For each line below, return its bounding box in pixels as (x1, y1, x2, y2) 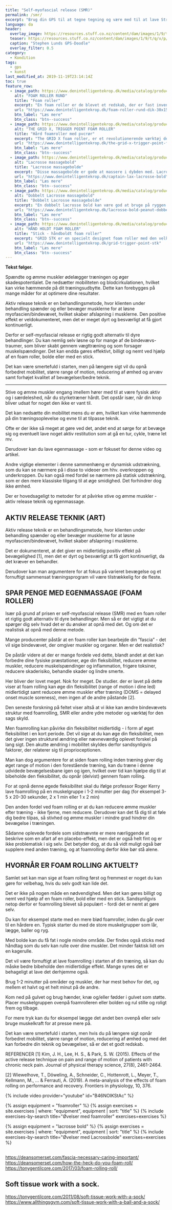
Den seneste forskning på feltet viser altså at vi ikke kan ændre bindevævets (5, 704, 167, 710)
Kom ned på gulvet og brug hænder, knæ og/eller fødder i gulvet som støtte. (5, 994, 166, 1000)
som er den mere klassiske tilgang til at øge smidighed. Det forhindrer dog (5, 478, 162, 484)
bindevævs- (131, 337, 157, 343)
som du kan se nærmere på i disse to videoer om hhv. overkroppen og (5, 467, 154, 473)
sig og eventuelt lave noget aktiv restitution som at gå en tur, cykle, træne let (5, 431, 167, 437)
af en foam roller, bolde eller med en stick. (5, 354, 95, 360)
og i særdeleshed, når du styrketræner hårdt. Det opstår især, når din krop (5, 394, 162, 401)
